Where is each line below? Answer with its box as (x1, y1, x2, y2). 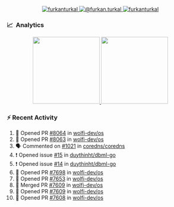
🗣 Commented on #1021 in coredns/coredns (15, 142, 125, 149)
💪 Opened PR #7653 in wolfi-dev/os (15, 175, 103, 182)
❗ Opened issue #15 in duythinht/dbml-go (15, 151, 116, 158)
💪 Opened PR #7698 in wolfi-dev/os (15, 168, 103, 175)
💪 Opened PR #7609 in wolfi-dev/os (15, 187, 103, 195)
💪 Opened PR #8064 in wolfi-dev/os (15, 129, 105, 136)
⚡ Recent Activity (7, 114, 58, 122)
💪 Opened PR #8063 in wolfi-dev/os (15, 136, 104, 143)
